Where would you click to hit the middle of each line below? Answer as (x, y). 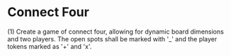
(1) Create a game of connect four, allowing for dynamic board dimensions (116, 31)
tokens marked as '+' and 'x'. (50, 46)
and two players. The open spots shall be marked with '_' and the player (112, 38)
